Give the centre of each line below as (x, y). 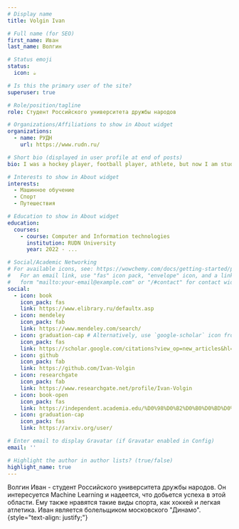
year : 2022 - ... (52, 250)
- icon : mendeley (39, 315)
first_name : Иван (33, 40)
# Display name (30, 14)
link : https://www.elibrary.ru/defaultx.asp (87, 309)
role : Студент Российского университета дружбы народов (92, 112)
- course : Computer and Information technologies (95, 236)
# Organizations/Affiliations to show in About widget (90, 125)
